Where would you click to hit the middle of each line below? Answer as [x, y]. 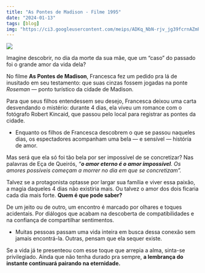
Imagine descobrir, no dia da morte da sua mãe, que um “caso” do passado [101, 58]
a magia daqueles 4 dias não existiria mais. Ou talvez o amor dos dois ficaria [103, 189]
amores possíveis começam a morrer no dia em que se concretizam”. [94, 170]
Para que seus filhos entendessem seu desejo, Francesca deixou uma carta [102, 101]
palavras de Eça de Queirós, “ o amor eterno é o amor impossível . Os [94, 164]
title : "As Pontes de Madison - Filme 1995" [64, 12]
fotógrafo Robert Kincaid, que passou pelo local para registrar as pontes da [101, 114]
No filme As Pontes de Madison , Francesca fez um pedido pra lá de [92, 77]
